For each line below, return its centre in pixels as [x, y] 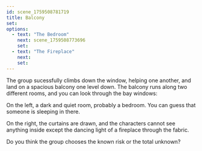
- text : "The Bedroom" [40, 35]
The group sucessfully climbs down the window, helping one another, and [99, 80]
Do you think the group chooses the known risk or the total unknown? [93, 141]
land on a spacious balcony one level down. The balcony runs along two [97, 86]
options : [17, 29]
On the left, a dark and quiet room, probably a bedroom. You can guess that [101, 105]
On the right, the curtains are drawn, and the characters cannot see [91, 123]
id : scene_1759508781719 [38, 12]
